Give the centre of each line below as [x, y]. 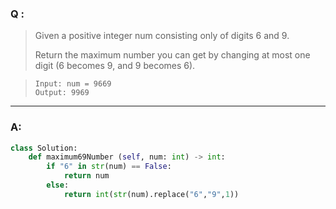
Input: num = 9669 [73, 84]
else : [58, 185]
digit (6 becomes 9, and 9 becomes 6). [115, 66]
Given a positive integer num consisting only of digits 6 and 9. [162, 36]
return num [86, 176]
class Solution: [44, 148]
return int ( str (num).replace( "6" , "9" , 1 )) [151, 194]
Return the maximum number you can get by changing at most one [172, 55]
